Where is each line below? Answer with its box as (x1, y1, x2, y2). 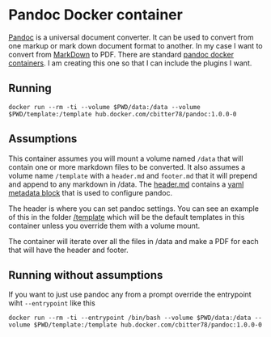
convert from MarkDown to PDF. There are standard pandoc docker (8, 49, 235, 59)
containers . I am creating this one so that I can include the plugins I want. (8, 58, 252, 68)
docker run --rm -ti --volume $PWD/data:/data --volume (8, 103, 201, 111)
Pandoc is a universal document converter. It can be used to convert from (8, 32, 254, 42)
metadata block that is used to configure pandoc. (8, 187, 172, 197)
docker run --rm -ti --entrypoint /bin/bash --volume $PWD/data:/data (8, 314, 252, 322)
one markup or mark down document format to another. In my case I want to (8, 40, 263, 50)
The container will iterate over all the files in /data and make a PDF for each (8, 236, 259, 246)
